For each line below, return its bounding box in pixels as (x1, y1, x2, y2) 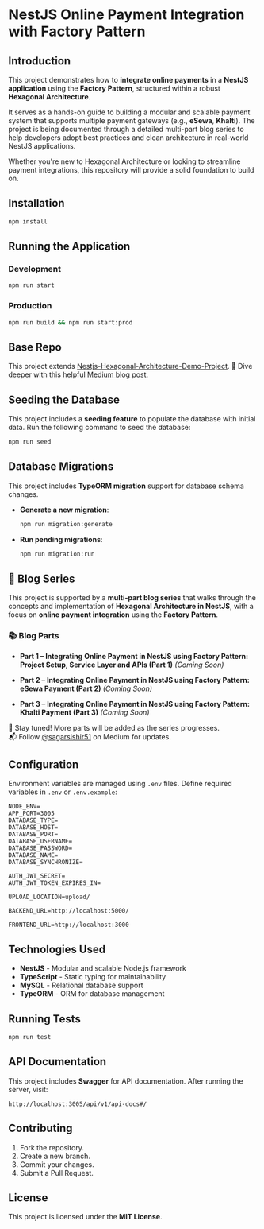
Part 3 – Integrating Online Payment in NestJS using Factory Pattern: (19, 699, 250, 708)
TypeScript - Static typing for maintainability (19, 972, 166, 982)
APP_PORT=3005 (8, 809, 55, 818)
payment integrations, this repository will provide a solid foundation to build (8, 165, 254, 174)
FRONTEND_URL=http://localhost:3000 (8, 921, 129, 929)
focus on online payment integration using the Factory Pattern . (8, 610, 218, 619)
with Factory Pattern (8, 22, 146, 41)
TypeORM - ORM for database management (19, 989, 165, 998)
